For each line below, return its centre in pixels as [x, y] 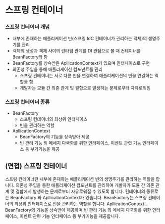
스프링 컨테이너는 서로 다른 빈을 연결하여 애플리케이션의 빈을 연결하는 [86, 76]
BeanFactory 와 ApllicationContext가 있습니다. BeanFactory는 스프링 [79, 197]
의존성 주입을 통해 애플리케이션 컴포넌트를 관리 [57, 69]
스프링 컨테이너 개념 [27, 27]
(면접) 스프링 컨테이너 [36, 166]
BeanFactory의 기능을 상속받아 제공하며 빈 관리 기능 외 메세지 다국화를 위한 [78, 210]
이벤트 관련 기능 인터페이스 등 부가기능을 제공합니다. [70, 216]
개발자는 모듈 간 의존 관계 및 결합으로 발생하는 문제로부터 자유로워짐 [85, 88]
